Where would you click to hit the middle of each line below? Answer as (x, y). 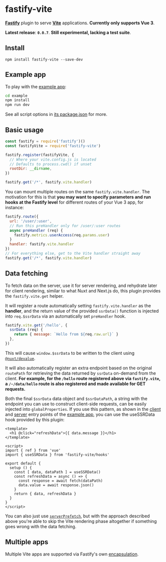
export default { (23, 463)
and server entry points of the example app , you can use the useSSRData (80, 414)
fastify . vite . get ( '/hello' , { (36, 325)
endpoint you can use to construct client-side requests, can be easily (76, 404)
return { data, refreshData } (45, 494)
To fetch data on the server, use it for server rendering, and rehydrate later (81, 285)
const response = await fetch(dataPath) (60, 481)
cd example (16, 96)
